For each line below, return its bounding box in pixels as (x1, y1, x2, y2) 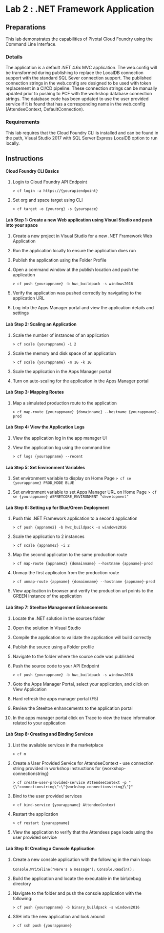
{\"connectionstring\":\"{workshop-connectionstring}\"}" (12, 784, 133, 789)
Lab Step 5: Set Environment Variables (5, 464, 85, 470)
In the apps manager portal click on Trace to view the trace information (12, 715, 156, 720)
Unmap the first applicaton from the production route (12, 570, 120, 576)
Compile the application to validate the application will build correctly (12, 634, 152, 640)
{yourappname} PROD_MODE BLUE (12, 480, 75, 485)
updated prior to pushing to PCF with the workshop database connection (5, 91, 152, 97)
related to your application (12, 720, 66, 726)
